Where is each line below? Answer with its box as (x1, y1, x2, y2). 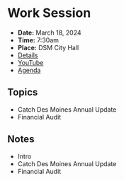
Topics (7, 86, 38, 98)
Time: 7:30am (17, 35, 59, 44)
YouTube (17, 58, 44, 66)
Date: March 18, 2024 (17, 28, 81, 37)
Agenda (17, 66, 41, 74)
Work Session (7, 5, 91, 21)
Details (17, 51, 38, 59)
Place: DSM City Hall (17, 43, 79, 52)
